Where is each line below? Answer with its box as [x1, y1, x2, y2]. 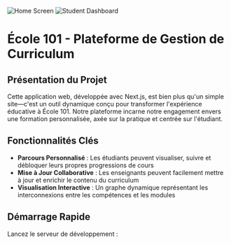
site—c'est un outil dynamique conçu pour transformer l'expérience [7, 100, 202, 108]
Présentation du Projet [7, 73, 107, 85]
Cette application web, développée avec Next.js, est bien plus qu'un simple [7, 92, 224, 101]
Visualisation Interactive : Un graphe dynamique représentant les [17, 183, 209, 192]
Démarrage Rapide [7, 211, 91, 223]
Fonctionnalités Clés [7, 135, 99, 147]
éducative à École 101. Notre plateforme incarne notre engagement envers [7, 107, 222, 115]
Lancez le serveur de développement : [7, 230, 118, 238]
